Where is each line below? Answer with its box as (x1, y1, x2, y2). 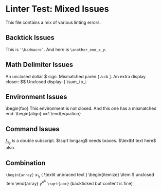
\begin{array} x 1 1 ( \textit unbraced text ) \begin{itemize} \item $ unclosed (5, 172, 155, 179)
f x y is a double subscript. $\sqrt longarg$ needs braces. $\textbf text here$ (5, 138, 156, 145)
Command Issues (5, 125, 60, 133)
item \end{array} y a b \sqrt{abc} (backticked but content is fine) (5, 179, 133, 186)
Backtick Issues (5, 34, 55, 42)
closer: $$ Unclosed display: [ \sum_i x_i (5, 79, 87, 85)
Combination (5, 159, 46, 167)
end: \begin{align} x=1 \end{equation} (5, 111, 81, 117)
